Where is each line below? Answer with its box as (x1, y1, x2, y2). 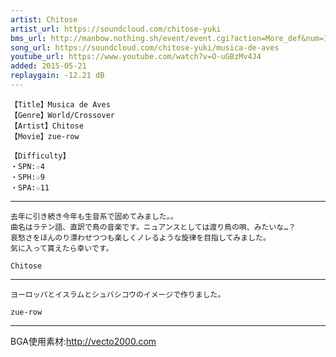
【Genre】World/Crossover (10, 110, 115, 120)
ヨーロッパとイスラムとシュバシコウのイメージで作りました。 (10, 289, 226, 300)
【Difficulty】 (10, 151, 71, 161)
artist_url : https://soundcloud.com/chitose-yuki (10, 24, 222, 34)
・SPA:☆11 (10, 182, 50, 193)
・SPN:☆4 (10, 161, 45, 171)
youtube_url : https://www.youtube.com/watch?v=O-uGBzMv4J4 (10, 52, 262, 62)
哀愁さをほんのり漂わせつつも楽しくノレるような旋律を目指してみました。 (10, 232, 271, 243)
